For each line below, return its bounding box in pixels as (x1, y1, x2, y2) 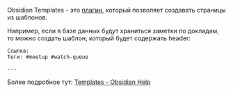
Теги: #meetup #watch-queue (7, 53, 89, 60)
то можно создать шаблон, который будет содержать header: (7, 34, 191, 42)
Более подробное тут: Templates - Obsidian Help (7, 78, 151, 86)
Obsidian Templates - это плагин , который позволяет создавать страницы (7, 6, 226, 14)
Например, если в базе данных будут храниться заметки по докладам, (7, 27, 219, 35)
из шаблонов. (7, 13, 47, 22)
